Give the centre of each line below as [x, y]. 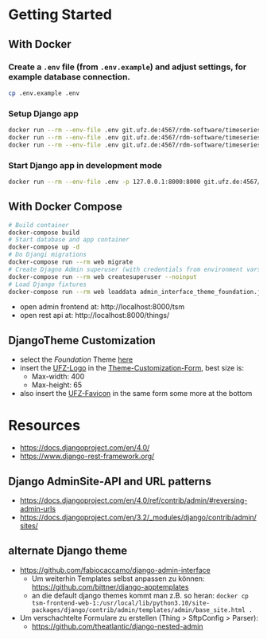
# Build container [39, 225]
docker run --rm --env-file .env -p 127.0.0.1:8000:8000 [104, 182]
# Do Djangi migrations [48, 255]
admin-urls [38, 508]
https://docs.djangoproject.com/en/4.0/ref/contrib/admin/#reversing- [133, 500]
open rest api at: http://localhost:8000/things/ [95, 316]
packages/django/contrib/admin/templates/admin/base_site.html [139, 610]
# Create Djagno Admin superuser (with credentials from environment [126, 269]
